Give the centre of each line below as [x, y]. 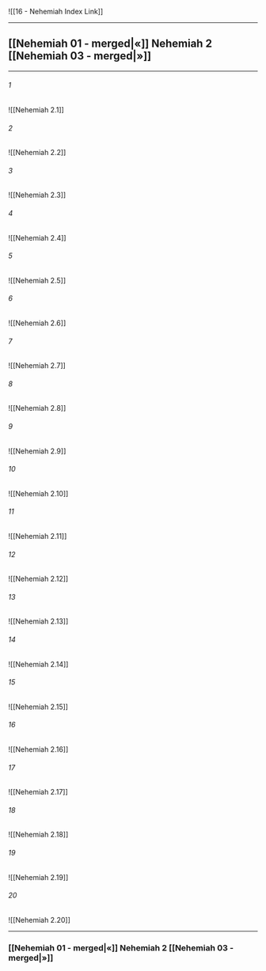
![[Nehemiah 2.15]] [38, 707]
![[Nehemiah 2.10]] [38, 493]
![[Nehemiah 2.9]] [37, 451]
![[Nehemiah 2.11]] [38, 537]
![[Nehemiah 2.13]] [38, 621]
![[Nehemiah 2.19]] [38, 877]
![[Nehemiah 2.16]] [38, 749]
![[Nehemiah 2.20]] [40, 920]
